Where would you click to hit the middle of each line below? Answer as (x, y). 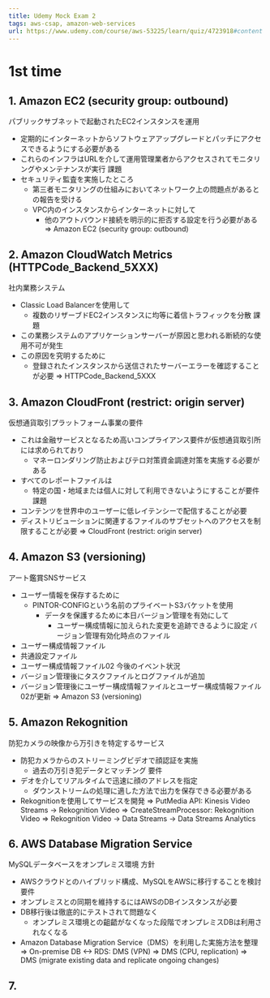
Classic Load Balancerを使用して (75, 305)
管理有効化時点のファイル (127, 635)
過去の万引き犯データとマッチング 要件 (97, 770)
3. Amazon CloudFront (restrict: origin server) (127, 402)
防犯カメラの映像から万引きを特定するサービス (86, 742)
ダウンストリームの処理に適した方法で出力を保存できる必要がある (142, 790)
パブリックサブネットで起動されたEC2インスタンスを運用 (104, 122)
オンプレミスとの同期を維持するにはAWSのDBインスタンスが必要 (129, 902)
